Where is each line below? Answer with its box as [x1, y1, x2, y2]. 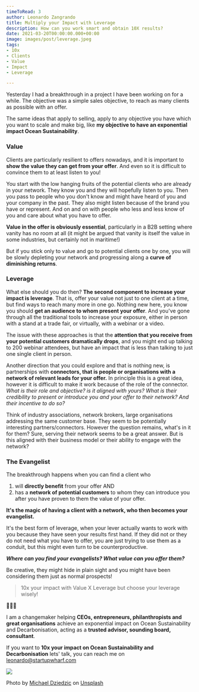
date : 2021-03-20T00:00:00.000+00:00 [6, 31, 100, 37]
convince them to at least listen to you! [6, 169, 101, 176]
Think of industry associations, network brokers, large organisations [6, 411, 173, 418]
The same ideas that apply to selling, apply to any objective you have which [6, 115, 191, 122]
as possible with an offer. [6, 103, 68, 110]
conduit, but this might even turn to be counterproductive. [6, 544, 148, 551]
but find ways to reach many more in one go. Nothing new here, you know [6, 301, 188, 308]
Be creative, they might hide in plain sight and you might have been [6, 567, 170, 574]
